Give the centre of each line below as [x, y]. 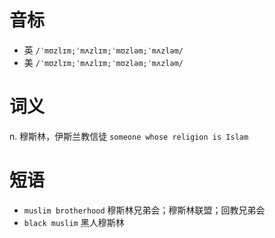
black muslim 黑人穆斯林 [74, 222]
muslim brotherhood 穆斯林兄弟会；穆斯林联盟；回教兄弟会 [144, 210]
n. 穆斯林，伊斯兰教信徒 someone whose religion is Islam [129, 136]
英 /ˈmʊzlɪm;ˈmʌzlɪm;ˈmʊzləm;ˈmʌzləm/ [103, 50]
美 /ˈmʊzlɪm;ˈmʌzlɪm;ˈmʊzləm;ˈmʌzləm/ [103, 62]
